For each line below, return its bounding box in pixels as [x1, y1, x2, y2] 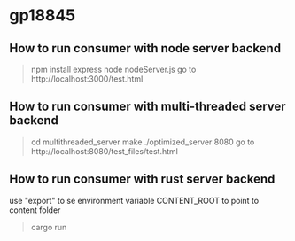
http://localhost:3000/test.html [30, 74, 144, 84]
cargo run [30, 222, 67, 232]
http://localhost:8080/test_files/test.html [30, 145, 179, 156]
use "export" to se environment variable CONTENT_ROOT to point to [9, 195, 260, 206]
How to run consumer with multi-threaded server [9, 99, 286, 114]
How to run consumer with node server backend [9, 41, 282, 56]
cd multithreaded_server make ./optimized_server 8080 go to [30, 136, 255, 147]
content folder [9, 205, 61, 215]
